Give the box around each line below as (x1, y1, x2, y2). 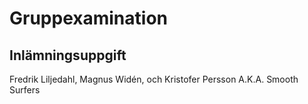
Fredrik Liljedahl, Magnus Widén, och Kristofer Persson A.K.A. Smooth (9, 73, 299, 85)
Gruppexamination (9, 7, 168, 30)
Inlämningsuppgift (9, 47, 127, 64)
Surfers (9, 84, 41, 96)
